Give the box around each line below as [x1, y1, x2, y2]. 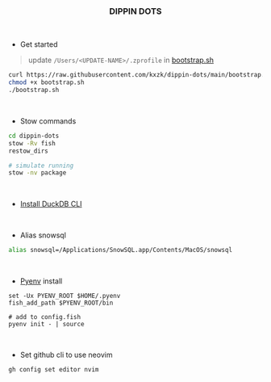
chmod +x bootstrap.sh [8, 78, 85, 86]
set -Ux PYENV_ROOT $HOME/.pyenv [8, 292, 121, 300]
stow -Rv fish [8, 139, 56, 147]
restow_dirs [8, 147, 48, 155]
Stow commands [19, 115, 77, 126]
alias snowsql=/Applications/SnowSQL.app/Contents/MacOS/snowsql [8, 246, 232, 254]
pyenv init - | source [8, 321, 85, 329]
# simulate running [8, 162, 74, 170]
